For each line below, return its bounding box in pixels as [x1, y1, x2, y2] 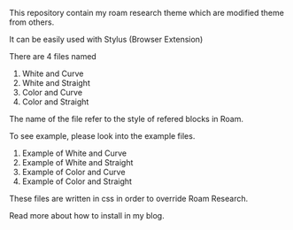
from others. [9, 17, 55, 27]
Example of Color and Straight [21, 176, 133, 187]
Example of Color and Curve [21, 167, 126, 177]
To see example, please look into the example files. [9, 131, 196, 141]
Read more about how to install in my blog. [9, 211, 166, 220]
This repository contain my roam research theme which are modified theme [9, 8, 285, 18]
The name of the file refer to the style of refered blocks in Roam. [9, 114, 244, 124]
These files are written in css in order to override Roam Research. [9, 194, 249, 203]
